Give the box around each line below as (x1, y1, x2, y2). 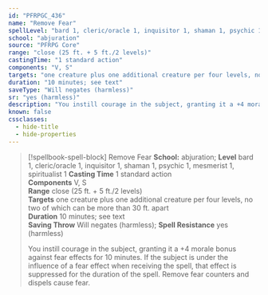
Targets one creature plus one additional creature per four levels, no (27, 195, 254, 204)
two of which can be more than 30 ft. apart (27, 203, 169, 212)
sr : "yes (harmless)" (8, 93, 81, 101)
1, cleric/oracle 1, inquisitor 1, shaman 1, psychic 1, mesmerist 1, (27, 160, 235, 170)
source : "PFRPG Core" (8, 41, 81, 49)
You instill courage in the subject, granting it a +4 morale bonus (27, 244, 237, 254)
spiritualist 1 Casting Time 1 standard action (27, 169, 172, 179)
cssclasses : (8, 116, 48, 124)
